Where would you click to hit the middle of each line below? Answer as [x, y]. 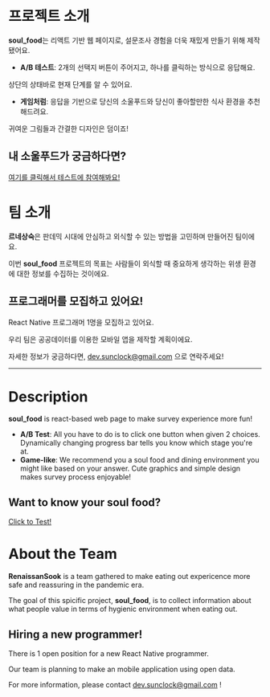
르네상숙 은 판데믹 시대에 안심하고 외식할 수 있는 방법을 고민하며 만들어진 [121, 236]
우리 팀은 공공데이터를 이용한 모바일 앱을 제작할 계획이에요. [100, 339]
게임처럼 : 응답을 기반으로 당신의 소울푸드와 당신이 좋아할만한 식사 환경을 [133, 101]
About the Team [63, 554]
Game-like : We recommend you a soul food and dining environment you [139, 460]
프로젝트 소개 [49, 16]
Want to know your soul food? [85, 502]
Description [48, 396]
